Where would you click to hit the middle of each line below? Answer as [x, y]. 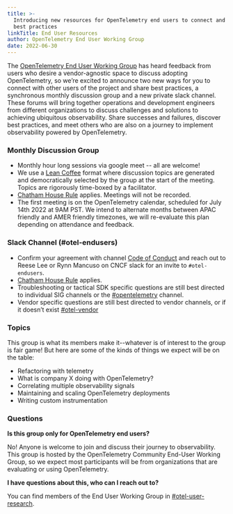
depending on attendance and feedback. [75, 225]
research [20, 504]
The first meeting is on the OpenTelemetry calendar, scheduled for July [119, 202]
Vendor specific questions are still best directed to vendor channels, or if [121, 302]
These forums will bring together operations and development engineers [111, 103]
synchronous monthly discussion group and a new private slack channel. [112, 95]
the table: [21, 357]
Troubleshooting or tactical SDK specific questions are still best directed [121, 287]
